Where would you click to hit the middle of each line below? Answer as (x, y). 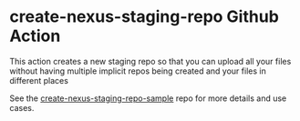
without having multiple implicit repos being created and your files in (138, 71)
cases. (22, 107)
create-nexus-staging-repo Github (145, 17)
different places (39, 80)
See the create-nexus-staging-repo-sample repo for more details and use (148, 98)
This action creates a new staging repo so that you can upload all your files (150, 61)
